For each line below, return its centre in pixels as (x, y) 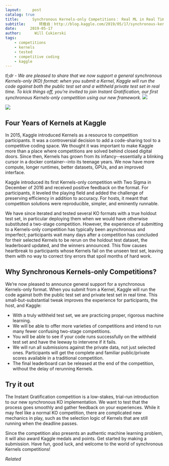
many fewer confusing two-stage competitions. (62, 331)
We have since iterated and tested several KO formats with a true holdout (81, 213)
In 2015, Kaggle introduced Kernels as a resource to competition (72, 135)
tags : (11, 38)
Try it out (20, 385)
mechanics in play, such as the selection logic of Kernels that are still (76, 418)
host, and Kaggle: (23, 305)
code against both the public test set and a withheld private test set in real (82, 87)
